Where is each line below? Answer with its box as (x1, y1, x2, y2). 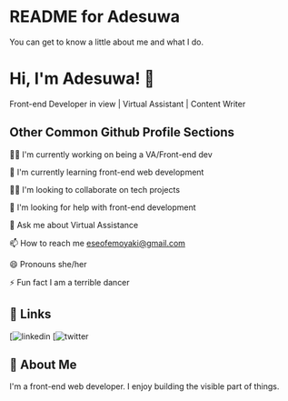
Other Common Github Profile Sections (9, 125, 234, 140)
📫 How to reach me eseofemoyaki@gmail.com (9, 237, 186, 248)
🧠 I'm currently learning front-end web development (9, 166, 204, 177)
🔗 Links (9, 306, 52, 322)
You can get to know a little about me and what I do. (9, 36, 204, 47)
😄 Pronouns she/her (9, 258, 88, 269)
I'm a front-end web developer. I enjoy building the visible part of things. (9, 381, 280, 392)
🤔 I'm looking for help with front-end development (9, 202, 197, 213)
